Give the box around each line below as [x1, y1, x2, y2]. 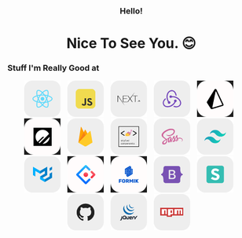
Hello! [119, 5, 143, 16]
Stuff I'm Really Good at [7, 63, 100, 74]
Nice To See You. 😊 [66, 35, 196, 53]
